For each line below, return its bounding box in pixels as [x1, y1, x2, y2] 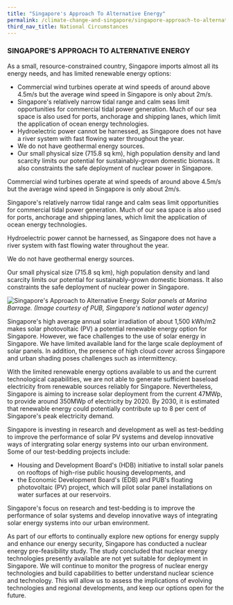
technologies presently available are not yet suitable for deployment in [7, 554, 208, 563]
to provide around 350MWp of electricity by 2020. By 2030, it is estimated [7, 397, 220, 405]
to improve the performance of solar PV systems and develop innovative [7, 432, 214, 441]
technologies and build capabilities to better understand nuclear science [7, 569, 214, 577]
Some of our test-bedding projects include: [7, 447, 130, 456]
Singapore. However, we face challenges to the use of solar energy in [7, 331, 206, 340]
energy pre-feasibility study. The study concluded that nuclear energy [7, 547, 208, 555]
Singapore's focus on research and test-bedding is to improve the [7, 504, 196, 512]
